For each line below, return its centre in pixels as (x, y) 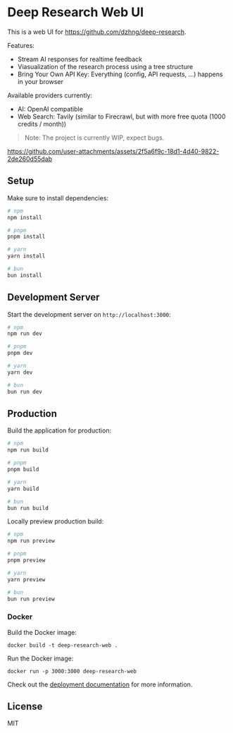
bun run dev (25, 392)
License (25, 707)
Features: (21, 45)
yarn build (23, 489)
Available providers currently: (50, 95)
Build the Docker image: (42, 632)
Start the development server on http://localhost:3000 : (89, 314)
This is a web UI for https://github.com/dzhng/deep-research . (97, 32)
